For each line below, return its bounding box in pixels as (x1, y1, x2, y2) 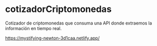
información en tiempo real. (5, 25, 62, 31)
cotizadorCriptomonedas (5, 3, 112, 15)
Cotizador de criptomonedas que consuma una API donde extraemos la (5, 20, 152, 26)
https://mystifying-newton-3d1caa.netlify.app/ (5, 35, 100, 41)
